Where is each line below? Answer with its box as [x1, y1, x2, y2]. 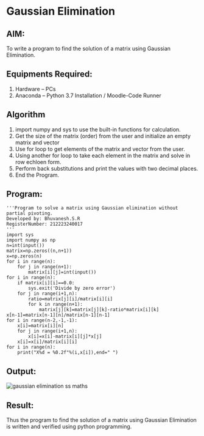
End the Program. [15, 171, 60, 179]
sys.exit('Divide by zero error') [28, 286, 116, 292]
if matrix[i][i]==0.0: [17, 280, 75, 286]
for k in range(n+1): [28, 301, 83, 308]
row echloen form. [15, 158, 62, 166]
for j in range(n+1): [17, 264, 72, 270]
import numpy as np [6, 237, 56, 243]
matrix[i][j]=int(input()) [28, 269, 97, 276]
